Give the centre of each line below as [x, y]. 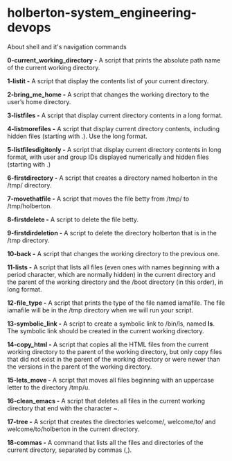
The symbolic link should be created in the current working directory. [106, 330]
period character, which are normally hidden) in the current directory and [111, 274]
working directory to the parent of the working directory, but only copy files [115, 351]
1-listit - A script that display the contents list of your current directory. [108, 81]
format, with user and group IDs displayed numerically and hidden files [108, 157]
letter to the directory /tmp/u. [48, 387]
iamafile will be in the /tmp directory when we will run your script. [100, 310]
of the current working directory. [54, 67]
